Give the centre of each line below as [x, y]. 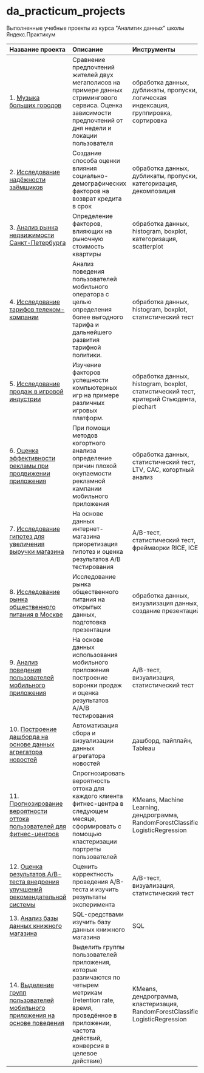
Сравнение [89, 60]
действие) [88, 1061]
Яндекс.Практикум [31, 34]
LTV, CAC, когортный [163, 469]
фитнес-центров [34, 834]
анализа [84, 451]
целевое [85, 1053]
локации [85, 135]
